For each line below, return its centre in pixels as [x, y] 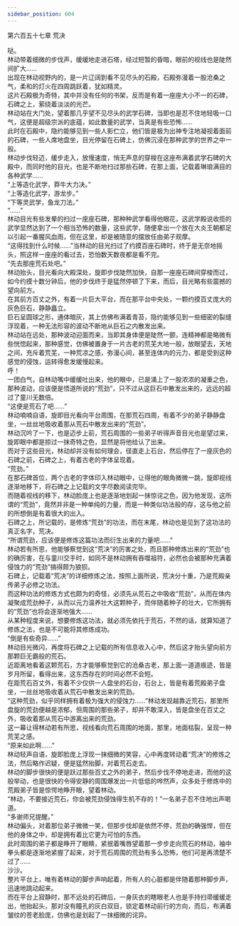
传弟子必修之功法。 [36, 584]
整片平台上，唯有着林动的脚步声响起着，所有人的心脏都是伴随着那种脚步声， [119, 879]
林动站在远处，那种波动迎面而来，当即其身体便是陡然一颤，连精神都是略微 [116, 334]
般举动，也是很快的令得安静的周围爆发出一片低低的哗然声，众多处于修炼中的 [119, 781]
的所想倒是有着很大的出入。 [48, 513]
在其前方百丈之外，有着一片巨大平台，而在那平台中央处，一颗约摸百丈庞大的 [119, 299]
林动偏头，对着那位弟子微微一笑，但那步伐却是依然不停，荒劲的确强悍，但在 [119, 825]
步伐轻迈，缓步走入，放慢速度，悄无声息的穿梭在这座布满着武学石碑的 [122, 157]
